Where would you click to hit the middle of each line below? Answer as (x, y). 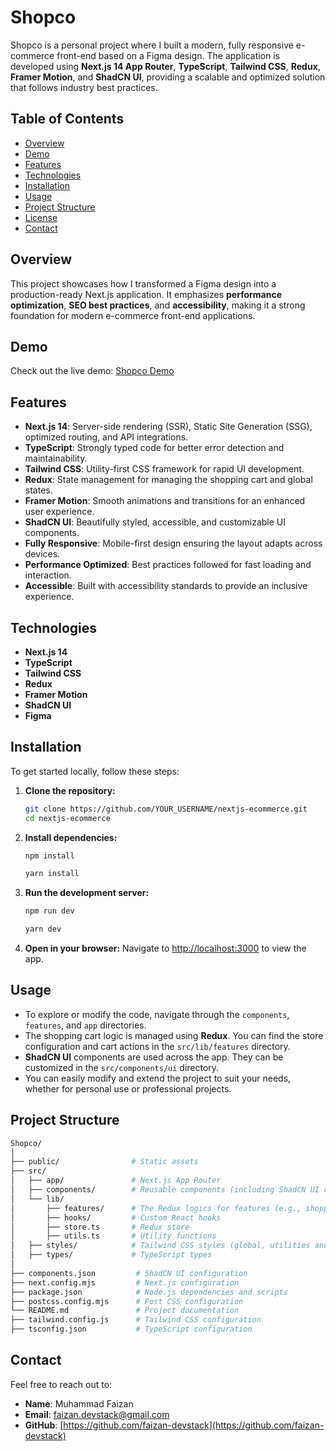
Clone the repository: (70, 790)
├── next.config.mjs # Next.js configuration (125, 1282)
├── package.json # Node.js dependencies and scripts (149, 1292)
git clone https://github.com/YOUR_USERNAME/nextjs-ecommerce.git (166, 809)
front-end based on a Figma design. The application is (168, 55)
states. (38, 490)
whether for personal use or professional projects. (128, 1088)
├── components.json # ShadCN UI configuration (129, 1273)
